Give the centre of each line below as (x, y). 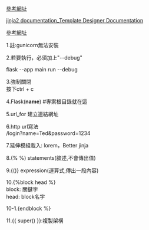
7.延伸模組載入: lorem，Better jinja (47, 145)
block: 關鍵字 (22, 189)
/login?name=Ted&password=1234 (48, 133)
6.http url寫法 (22, 126)
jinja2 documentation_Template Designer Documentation (75, 20)
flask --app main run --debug (42, 69)
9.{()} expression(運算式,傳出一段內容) (52, 170)
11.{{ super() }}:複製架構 (35, 221)
